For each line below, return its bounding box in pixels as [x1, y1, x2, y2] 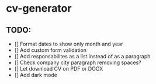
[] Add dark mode [14, 72, 57, 78]
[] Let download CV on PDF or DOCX [14, 65, 103, 72]
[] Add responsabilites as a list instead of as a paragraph [14, 53, 151, 60]
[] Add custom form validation [14, 47, 86, 54]
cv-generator [6, 2, 72, 15]
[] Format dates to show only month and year [14, 40, 123, 47]
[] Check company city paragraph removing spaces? [14, 59, 141, 66]
